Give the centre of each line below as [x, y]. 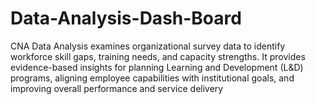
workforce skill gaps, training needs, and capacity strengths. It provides [158, 56]
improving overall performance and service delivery [117, 88]
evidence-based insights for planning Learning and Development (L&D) [157, 67]
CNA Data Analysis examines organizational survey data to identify [148, 46]
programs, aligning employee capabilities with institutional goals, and [152, 78]
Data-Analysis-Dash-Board [126, 18]
